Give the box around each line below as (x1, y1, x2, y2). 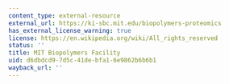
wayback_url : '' (8, 64, 63, 72)
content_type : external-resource (8, 11, 121, 20)
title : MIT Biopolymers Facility (8, 49, 121, 57)
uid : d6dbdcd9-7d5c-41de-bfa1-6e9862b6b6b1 (8, 57, 157, 65)
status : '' (8, 42, 45, 50)
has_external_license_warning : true (8, 26, 131, 34)
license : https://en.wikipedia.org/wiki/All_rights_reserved (8, 34, 219, 42)
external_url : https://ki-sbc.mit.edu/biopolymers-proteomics (8, 19, 222, 27)
